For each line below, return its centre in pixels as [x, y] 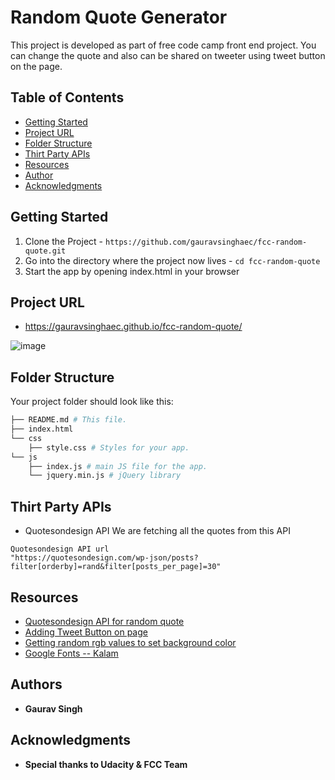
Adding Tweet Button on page [86, 632]
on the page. [36, 66]
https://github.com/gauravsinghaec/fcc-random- [206, 242]
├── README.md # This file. [69, 420]
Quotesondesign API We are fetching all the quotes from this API [157, 531]
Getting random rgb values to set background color [130, 642]
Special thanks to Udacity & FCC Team [106, 764]
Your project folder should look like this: [92, 402]
